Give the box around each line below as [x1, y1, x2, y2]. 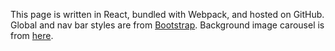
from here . [10, 30, 54, 41]
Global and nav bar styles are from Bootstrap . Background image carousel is [10, 19, 325, 31]
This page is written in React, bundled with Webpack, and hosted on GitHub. [10, 9, 325, 20]
